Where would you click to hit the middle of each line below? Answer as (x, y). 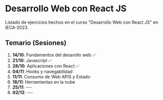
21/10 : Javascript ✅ (32, 60)
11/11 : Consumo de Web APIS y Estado (51, 76)
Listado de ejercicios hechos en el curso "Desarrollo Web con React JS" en (82, 22)
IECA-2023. (17, 27)
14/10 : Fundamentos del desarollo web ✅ (54, 55)
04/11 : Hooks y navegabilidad (42, 71)
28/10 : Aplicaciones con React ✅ (46, 66)
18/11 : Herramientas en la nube (44, 82)
